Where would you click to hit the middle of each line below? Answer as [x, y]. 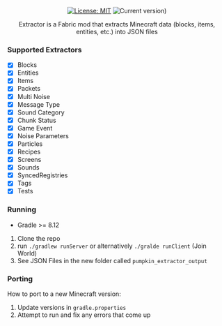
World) [27, 253]
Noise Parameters [43, 135]
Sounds [28, 168]
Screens [29, 160]
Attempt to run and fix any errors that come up [84, 315]
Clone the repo [39, 238]
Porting [20, 279]
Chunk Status [37, 120]
